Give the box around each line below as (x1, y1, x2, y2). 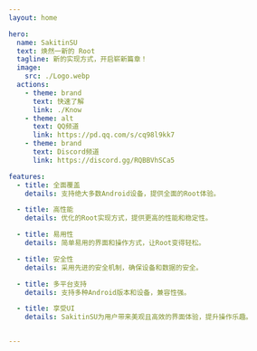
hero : (8, 29, 29, 39)
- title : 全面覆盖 (16, 180, 81, 190)
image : (16, 63, 42, 72)
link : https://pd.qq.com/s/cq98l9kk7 (32, 130, 176, 140)
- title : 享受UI (16, 304, 75, 313)
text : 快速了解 (32, 97, 85, 106)
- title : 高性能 (16, 205, 74, 214)
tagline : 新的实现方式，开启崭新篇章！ (16, 55, 148, 64)
